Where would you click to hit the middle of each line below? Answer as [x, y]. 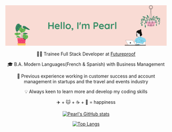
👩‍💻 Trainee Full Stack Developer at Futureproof [86, 54]
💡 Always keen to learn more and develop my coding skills [86, 91]
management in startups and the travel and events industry [86, 81]
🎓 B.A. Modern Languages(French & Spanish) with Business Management [86, 64]
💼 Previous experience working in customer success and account [86, 76]
